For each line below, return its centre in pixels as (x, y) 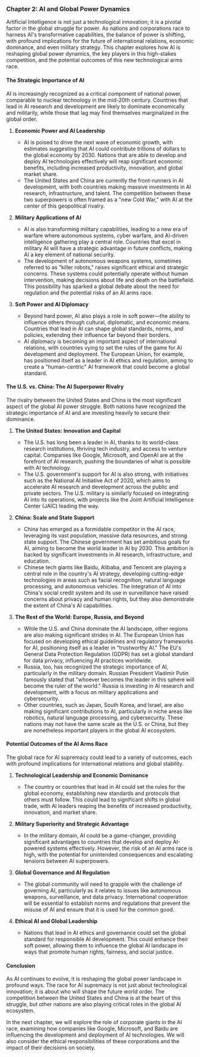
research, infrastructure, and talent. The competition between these (107, 193)
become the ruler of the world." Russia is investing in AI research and (109, 686)
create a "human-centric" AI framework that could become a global (107, 366)
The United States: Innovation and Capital (68, 430)
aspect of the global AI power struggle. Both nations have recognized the (96, 406)
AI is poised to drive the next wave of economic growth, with (98, 142)
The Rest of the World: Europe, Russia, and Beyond (79, 617)
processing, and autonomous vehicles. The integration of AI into (102, 586)
